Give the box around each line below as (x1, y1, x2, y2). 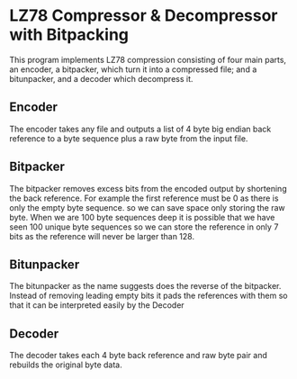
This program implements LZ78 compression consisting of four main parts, (9, 54, 286, 65)
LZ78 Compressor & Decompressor (9, 5, 278, 26)
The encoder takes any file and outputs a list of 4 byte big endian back (9, 123, 272, 134)
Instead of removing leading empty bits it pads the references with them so (9, 290, 288, 302)
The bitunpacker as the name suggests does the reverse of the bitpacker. (9, 281, 282, 292)
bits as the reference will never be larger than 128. (9, 230, 195, 241)
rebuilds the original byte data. (9, 359, 123, 370)
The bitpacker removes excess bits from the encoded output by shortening (9, 183, 287, 194)
